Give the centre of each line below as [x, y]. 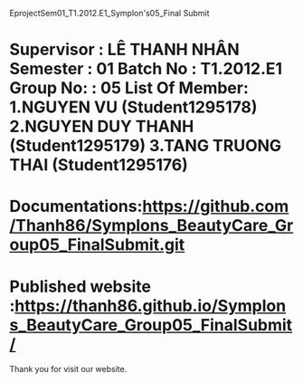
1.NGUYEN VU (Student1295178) [133, 107]
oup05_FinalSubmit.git [97, 245]
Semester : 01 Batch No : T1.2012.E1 [146, 69]
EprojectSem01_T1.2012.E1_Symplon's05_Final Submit [109, 13]
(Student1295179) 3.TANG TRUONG [146, 146]
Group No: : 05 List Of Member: [129, 88]
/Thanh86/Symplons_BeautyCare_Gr [151, 226]
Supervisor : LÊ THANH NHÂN [124, 50]
